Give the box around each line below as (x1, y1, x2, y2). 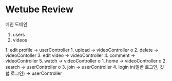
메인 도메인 (5, 21, 28, 27)
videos (12, 37, 27, 43)
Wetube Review (5, 4, 73, 15)
